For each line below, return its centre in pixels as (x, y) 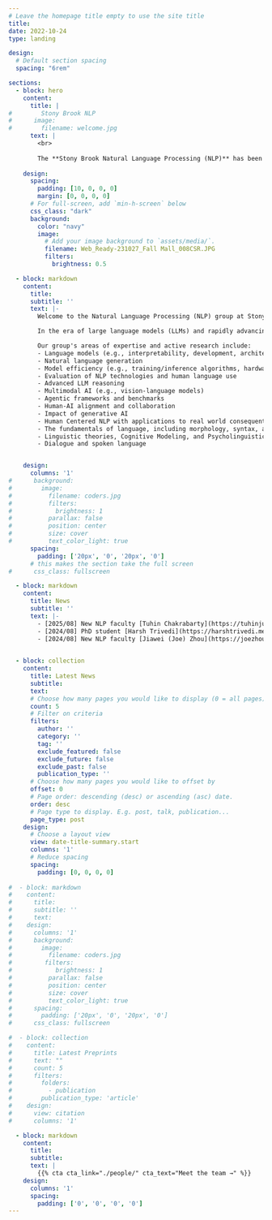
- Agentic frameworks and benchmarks (101, 399)
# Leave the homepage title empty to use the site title (106, 16)
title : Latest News (62, 676)
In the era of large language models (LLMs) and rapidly (135, 331)
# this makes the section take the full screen (112, 564)
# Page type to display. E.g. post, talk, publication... (130, 812)
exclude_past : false (72, 767)
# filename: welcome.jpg (63, 128)
